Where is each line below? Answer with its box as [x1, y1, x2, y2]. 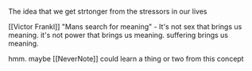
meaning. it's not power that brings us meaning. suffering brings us [8, 31, 229, 39]
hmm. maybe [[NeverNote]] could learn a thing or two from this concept [8, 54, 244, 63]
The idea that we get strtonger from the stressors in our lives [8, 7, 207, 16]
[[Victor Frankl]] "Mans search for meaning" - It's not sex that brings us [8, 22, 242, 31]
